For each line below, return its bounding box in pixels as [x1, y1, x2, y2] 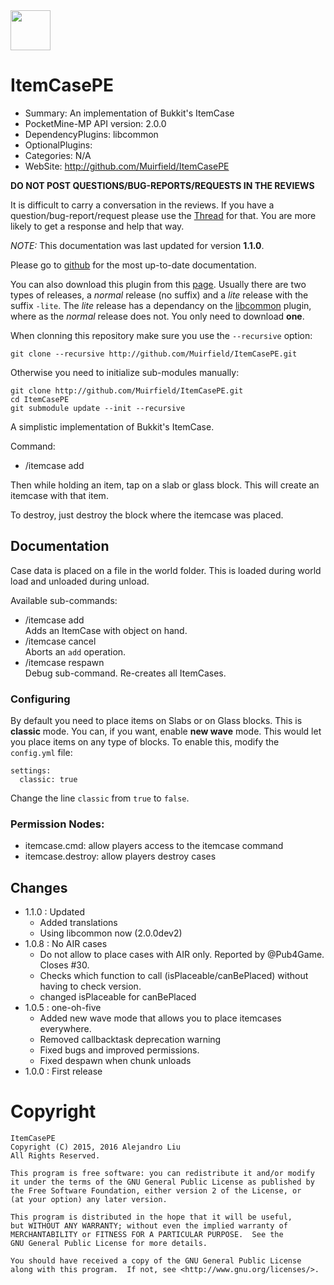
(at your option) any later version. [10, 1195, 168, 1205]
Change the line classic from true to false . [10, 792, 190, 804]
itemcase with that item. [10, 489, 109, 501]
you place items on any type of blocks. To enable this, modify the [10, 736, 280, 748]
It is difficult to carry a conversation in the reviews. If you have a [10, 199, 275, 211]
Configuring [10, 692, 71, 706]
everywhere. [39, 1023, 92, 1035]
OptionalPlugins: [24, 139, 93, 151]
